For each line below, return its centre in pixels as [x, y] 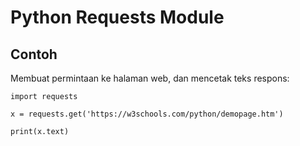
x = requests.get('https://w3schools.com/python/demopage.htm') [147, 114]
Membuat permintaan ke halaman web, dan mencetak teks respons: [150, 78]
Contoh [34, 54]
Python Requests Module [117, 17]
